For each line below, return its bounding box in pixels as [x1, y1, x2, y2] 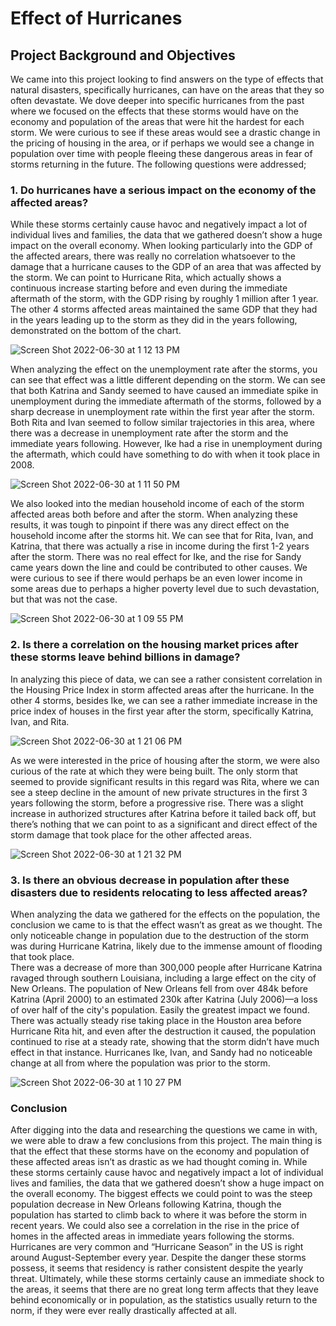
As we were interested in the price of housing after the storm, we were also [10, 754, 320, 766]
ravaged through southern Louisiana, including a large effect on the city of [10, 972, 317, 984]
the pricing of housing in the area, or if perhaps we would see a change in [10, 137, 315, 149]
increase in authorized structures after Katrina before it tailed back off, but [10, 807, 317, 819]
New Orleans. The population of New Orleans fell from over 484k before [10, 982, 309, 994]
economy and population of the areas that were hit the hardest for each [10, 116, 305, 127]
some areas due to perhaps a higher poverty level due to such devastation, [10, 583, 320, 595]
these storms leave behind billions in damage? [10, 650, 241, 664]
